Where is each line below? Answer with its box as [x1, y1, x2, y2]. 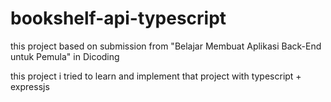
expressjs [10, 80, 50, 92]
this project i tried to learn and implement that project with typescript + [10, 70, 302, 82]
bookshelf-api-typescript [10, 7, 227, 30]
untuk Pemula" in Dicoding [10, 50, 120, 62]
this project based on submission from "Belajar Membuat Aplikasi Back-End [10, 40, 322, 52]
